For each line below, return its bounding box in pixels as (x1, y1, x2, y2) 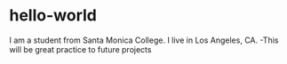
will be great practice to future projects (9, 44, 152, 54)
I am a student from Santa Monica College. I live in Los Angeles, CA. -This (9, 35, 279, 45)
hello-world (9, 5, 98, 26)
